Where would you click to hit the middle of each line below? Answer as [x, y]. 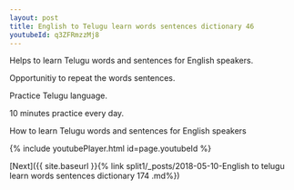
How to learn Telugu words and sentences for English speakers [128, 131]
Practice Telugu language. [58, 95]
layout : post [34, 18]
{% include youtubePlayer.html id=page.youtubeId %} [111, 149]
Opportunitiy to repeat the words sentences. [92, 78]
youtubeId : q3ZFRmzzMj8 [55, 35]
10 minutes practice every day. [67, 114]
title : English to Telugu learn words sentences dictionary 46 [132, 26]
